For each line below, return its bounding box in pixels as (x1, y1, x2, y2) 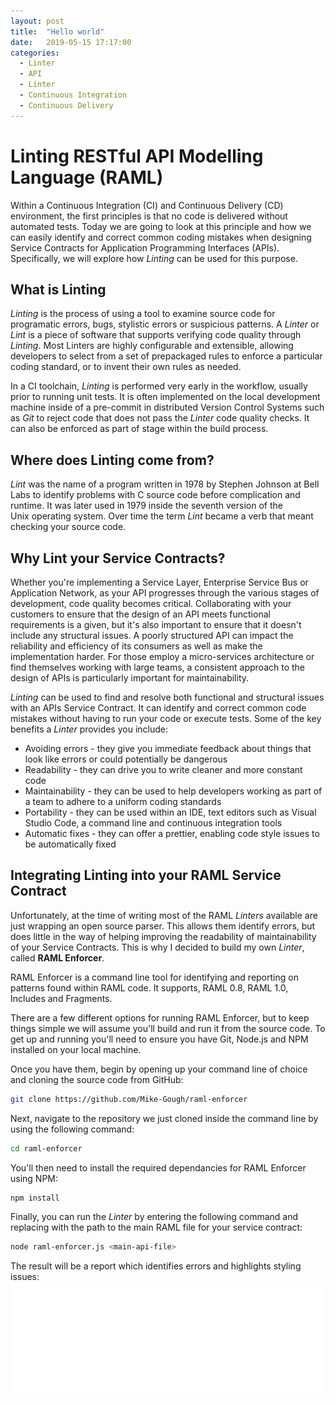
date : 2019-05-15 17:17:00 (10, 37, 132, 47)
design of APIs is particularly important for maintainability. (10, 672, 250, 684)
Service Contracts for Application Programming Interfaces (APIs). (10, 241, 280, 254)
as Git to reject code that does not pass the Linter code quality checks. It (10, 412, 310, 424)
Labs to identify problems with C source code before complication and (10, 489, 301, 501)
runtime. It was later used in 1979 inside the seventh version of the (10, 500, 283, 512)
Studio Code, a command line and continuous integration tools (24, 817, 283, 829)
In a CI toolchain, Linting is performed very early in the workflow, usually (10, 380, 308, 392)
